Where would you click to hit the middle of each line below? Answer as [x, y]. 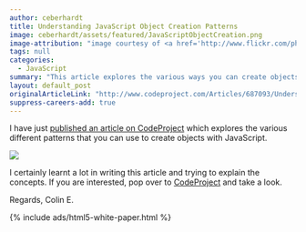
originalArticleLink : [51, 94]
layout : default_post [51, 86]
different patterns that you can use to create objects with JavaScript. [138, 138]
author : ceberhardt [46, 18]
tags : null [30, 52]
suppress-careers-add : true [63, 102]
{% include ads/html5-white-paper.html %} [90, 217]
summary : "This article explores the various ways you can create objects [154, 77]
